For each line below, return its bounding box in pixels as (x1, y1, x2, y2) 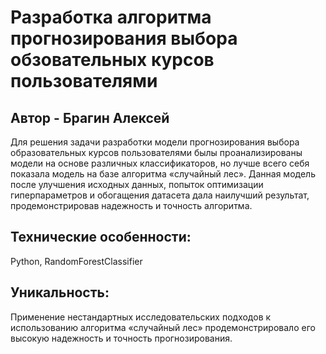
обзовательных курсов (10, 49, 215, 71)
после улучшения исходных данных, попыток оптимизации (10, 179, 264, 190)
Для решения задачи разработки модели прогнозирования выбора (10, 136, 300, 148)
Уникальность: (10, 284, 110, 301)
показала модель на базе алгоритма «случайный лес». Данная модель (10, 168, 316, 180)
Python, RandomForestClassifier (10, 255, 143, 267)
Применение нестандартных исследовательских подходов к (10, 311, 272, 323)
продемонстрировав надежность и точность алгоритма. (10, 200, 253, 211)
